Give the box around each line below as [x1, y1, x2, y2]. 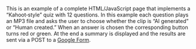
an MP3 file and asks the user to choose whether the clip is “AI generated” [6, 18, 189, 24]
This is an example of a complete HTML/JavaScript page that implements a [6, 5, 191, 12]
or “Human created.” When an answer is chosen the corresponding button [6, 24, 189, 31]
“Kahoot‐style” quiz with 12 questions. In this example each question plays [6, 11, 189, 18]
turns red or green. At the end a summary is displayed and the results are [6, 30, 186, 37]
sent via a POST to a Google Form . [6, 37, 91, 43]
